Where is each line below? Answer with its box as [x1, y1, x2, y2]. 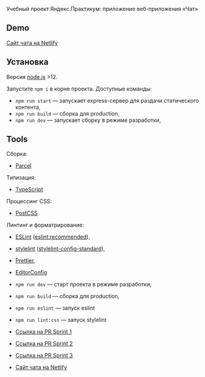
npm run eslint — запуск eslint [15, 304, 95, 312]
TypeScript [15, 186, 43, 193]
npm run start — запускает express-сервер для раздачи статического [15, 97, 199, 104]
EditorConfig [15, 269, 48, 276]
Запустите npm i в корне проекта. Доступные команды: [6, 85, 152, 92]
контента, [15, 103, 41, 111]
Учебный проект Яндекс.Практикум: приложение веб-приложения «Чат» [6, 6, 198, 12]
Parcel [15, 162, 32, 170]
